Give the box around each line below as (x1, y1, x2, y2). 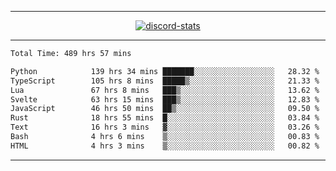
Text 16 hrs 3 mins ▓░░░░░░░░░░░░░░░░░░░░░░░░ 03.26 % (10, 122, 320, 133)
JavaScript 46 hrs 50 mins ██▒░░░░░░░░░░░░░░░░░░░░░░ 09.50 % (10, 104, 320, 114)
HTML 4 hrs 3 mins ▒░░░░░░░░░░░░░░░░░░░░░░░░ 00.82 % (10, 141, 320, 151)
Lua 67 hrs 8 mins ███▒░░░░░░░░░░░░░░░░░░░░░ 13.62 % (10, 85, 320, 95)
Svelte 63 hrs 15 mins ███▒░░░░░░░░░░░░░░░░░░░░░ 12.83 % (10, 94, 320, 105)
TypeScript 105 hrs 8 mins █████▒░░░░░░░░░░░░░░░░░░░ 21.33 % (10, 76, 320, 86)
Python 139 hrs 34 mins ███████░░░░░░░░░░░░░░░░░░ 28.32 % (10, 66, 320, 76)
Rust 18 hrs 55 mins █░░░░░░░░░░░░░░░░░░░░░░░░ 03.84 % (10, 113, 320, 123)
